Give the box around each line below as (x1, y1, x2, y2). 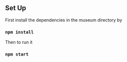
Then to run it (5, 39, 33, 45)
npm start (5, 52, 29, 57)
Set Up (5, 4, 26, 12)
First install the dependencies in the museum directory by (5, 17, 123, 23)
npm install (5, 29, 34, 35)
